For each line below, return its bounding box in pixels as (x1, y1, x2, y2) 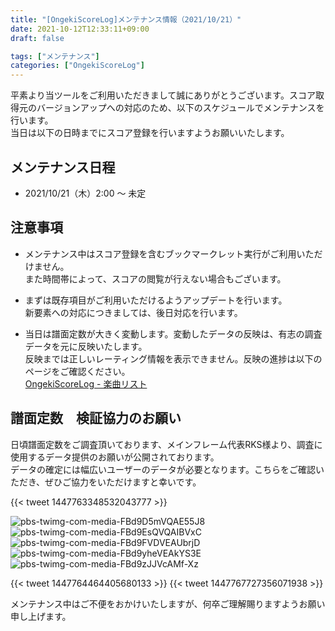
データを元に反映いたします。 (24, 340, 148, 352)
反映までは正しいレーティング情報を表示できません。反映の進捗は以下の (24, 352, 323, 365)
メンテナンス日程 (10, 159, 116, 176)
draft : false (10, 33, 65, 43)
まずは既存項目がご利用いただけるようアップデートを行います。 (24, 294, 288, 306)
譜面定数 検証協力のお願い (10, 410, 182, 427)
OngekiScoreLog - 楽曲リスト (24, 377, 148, 390)
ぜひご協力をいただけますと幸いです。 (44, 476, 202, 488)
